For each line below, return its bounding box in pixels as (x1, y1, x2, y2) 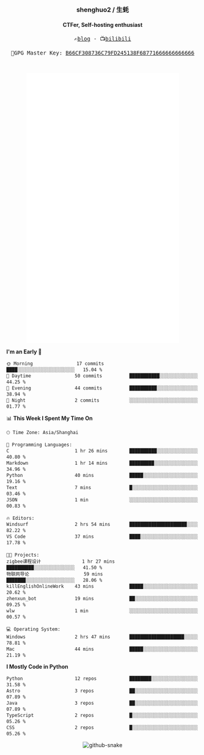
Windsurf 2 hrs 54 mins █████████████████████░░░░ (6, 522, 199, 528)
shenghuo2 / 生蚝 (76, 5, 129, 13)
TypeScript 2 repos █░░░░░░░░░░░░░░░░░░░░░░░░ (6, 712, 199, 719)
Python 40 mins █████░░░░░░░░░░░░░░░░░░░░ (6, 473, 199, 479)
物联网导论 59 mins (6, 571, 103, 577)
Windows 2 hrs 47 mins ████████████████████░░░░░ (6, 634, 199, 640)
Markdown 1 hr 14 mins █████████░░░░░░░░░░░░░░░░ (6, 460, 199, 467)
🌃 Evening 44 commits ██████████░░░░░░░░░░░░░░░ (6, 385, 199, 391)
